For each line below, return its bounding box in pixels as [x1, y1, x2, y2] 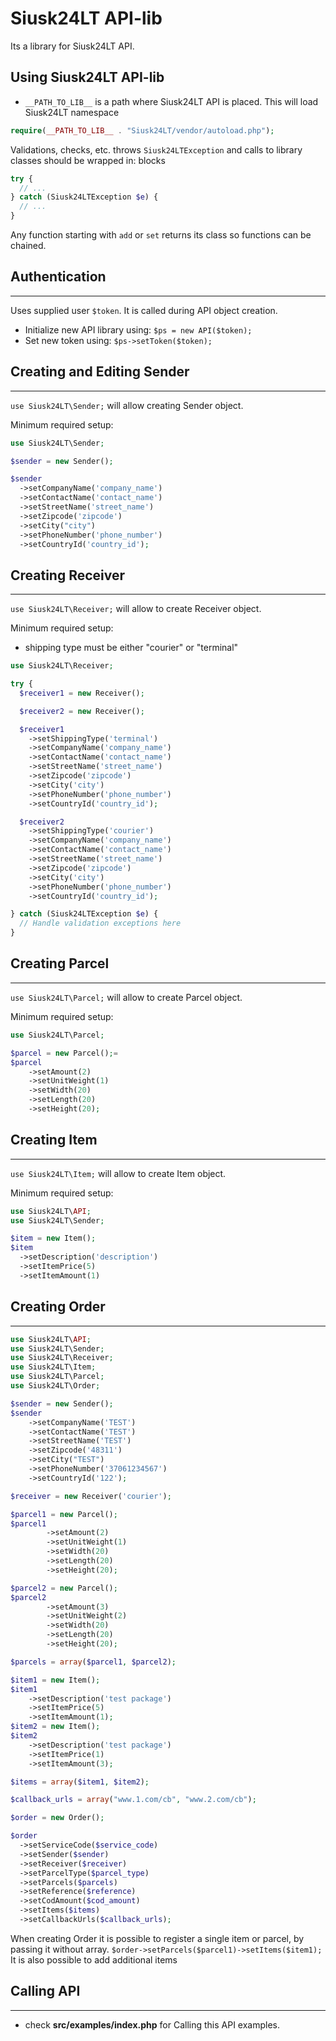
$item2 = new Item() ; [10, 1722, 101, 1732]
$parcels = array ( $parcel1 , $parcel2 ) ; [10, 1657, 177, 1667]
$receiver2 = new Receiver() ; [19, 706, 145, 716]
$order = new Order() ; [10, 1813, 105, 1823]
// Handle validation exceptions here [19, 918, 182, 929]
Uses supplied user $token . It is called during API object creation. [10, 304, 278, 316]
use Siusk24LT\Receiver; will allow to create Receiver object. [10, 603, 262, 615]
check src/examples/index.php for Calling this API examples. [24, 2018, 280, 2031]
